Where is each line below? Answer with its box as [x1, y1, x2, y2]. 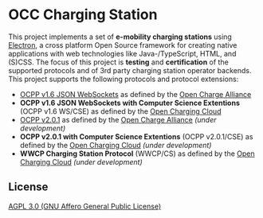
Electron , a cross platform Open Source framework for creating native [8, 40, 237, 49]
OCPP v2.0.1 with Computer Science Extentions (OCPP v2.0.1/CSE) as [19, 131, 253, 141]
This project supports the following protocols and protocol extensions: [8, 74, 239, 84]
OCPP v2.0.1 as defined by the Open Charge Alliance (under [19, 115, 217, 124]
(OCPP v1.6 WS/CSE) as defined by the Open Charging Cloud [19, 106, 222, 116]
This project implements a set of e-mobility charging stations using [8, 32, 233, 41]
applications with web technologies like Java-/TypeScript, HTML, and [8, 49, 237, 58]
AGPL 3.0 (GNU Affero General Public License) [8, 201, 162, 211]
